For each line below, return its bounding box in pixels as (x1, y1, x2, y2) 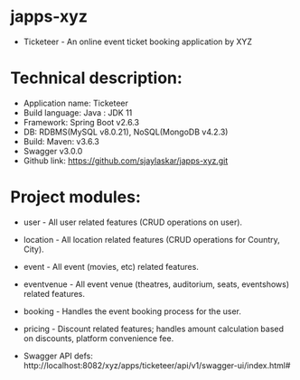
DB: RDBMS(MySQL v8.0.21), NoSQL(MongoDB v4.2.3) (23, 126, 229, 137)
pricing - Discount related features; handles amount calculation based (23, 323, 284, 334)
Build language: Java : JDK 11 (23, 107, 133, 118)
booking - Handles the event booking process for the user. (23, 305, 242, 317)
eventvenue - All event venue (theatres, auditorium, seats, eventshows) (23, 278, 290, 290)
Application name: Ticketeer (23, 97, 129, 108)
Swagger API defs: (23, 350, 93, 361)
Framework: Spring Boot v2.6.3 (23, 116, 139, 127)
